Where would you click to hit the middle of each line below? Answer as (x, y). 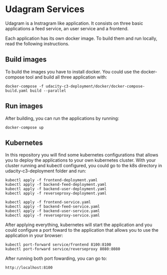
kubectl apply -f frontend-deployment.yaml (52, 180)
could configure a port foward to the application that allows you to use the (82, 230)
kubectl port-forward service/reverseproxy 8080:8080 (63, 249)
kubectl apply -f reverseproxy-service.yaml (53, 216)
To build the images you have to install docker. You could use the (72, 72)
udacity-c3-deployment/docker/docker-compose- (95, 86)
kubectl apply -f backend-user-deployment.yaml (56, 189)
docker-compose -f (24, 86)
